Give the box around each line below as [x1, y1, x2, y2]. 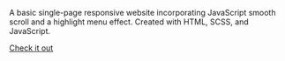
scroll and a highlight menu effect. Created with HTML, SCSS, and [9, 17, 249, 27]
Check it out [9, 43, 54, 53]
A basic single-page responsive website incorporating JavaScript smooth [9, 8, 276, 17]
